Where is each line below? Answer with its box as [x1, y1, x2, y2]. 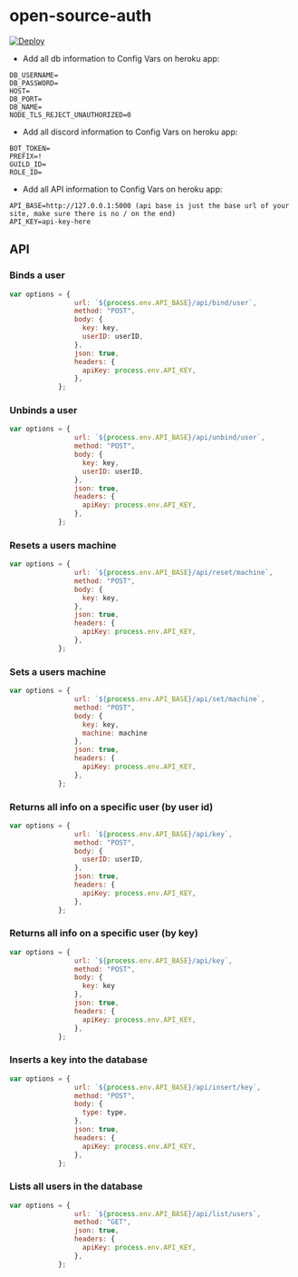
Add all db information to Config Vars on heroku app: [22, 53, 220, 64]
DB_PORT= [9, 94, 43, 104]
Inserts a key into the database [9, 1054, 148, 1066]
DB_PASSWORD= [9, 78, 59, 87]
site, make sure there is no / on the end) [9, 209, 177, 218]
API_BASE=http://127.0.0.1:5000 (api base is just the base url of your [9, 201, 290, 210]
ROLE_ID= [9, 167, 43, 177]
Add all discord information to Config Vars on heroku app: [22, 126, 238, 137]
